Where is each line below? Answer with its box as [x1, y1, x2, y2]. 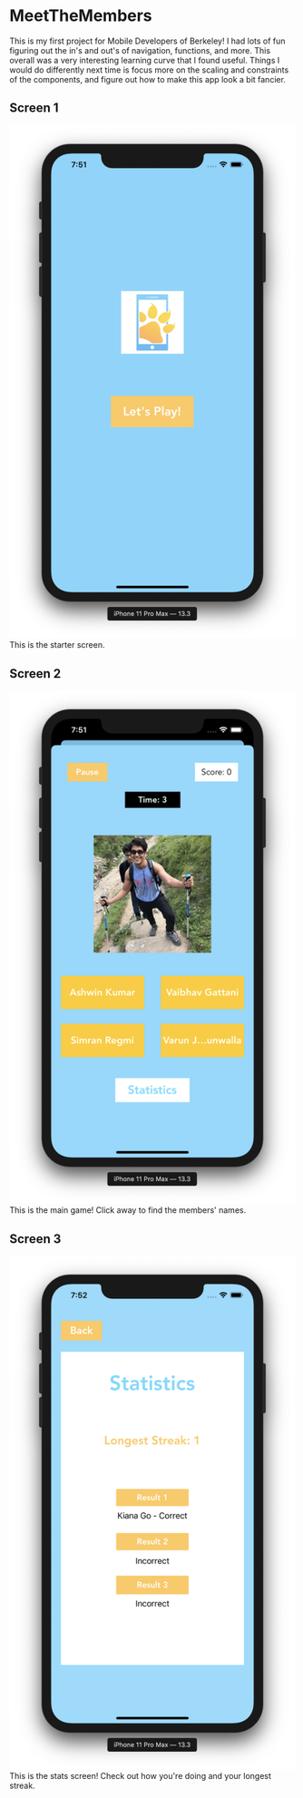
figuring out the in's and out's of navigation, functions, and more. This [9, 44, 270, 55]
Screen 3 [9, 1231, 62, 1246]
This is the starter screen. [9, 640, 105, 650]
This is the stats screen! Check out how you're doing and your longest [9, 1770, 272, 1781]
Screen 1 [9, 101, 59, 116]
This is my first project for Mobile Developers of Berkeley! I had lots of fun [9, 35, 286, 46]
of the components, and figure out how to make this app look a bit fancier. [9, 73, 286, 84]
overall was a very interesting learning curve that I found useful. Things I [9, 54, 280, 65]
